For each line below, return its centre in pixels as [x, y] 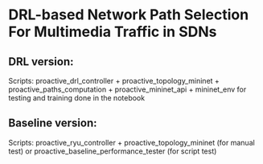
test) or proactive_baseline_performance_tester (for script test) [113, 151]
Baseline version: [53, 123]
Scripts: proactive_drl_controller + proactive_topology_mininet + [114, 81]
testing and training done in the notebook [77, 98]
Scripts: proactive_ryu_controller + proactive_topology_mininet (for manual [131, 142]
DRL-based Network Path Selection [129, 15]
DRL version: [41, 61]
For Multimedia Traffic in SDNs [113, 32]
